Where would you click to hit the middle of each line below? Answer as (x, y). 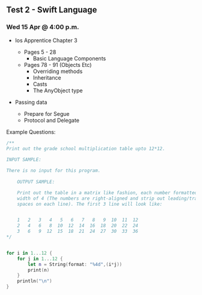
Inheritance (47, 77)
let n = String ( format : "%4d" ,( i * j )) (75, 264)
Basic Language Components (69, 58)
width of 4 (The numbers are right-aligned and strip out (91, 198)
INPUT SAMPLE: (24, 160)
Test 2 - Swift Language (52, 10)
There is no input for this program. (54, 171)
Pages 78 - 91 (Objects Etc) (58, 65)
